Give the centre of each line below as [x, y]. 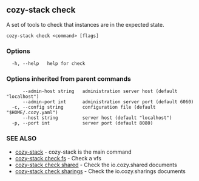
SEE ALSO [22, 138]
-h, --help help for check [49, 64]
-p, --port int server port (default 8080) [83, 123]
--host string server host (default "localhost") [97, 118]
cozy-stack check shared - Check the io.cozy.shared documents [96, 165]
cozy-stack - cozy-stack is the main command [73, 152]
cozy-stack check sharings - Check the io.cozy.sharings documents [100, 171]
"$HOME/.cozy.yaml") [32, 113]
